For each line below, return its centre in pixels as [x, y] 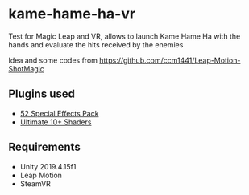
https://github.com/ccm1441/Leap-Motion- [170, 60]
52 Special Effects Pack [59, 113]
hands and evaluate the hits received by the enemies [96, 44]
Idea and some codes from [53, 60]
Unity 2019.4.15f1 [48, 166]
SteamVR [35, 183]
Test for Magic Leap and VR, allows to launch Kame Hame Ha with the [124, 36]
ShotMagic [26, 68]
